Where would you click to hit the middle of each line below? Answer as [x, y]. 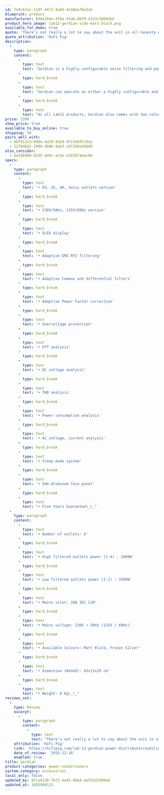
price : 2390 [17, 119]
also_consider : [20, 151]
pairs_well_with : [23, 137]
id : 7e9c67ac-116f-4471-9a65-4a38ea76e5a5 [49, 10]
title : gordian [20, 762]
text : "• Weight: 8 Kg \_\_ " [51, 694]
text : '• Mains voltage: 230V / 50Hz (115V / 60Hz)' [77, 625]
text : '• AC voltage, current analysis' [64, 438]
